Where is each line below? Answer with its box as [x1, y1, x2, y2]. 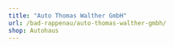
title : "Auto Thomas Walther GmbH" [8, 11, 127, 20]
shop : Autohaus [8, 26, 59, 34]
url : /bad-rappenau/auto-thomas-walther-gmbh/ [8, 19, 167, 27]
